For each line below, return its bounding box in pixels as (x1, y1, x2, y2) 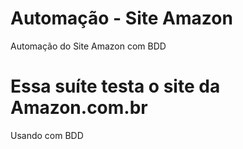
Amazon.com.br (10, 97, 148, 119)
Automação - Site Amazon (10, 7, 233, 30)
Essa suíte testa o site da (10, 75, 221, 98)
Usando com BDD (10, 129, 84, 141)
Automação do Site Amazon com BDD (10, 40, 167, 52)
